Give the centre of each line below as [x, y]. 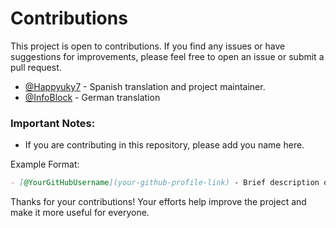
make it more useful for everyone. [80, 213]
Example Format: [45, 164]
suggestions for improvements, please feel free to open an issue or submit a [167, 56]
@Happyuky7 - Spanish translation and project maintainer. [145, 86]
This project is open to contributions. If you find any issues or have [148, 46]
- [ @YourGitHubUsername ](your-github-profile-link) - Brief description [165, 183]
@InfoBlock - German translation [92, 97]
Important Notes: [53, 123]
